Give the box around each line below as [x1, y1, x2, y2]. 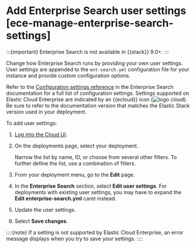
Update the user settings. [14, 206, 76, 213]
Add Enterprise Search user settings [6, 4, 187, 18]
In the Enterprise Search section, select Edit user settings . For [14, 182, 167, 190]
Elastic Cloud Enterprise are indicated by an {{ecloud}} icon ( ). [6, 95, 188, 103]
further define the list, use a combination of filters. [14, 160, 136, 167]
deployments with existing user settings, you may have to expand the [14, 188, 182, 195]
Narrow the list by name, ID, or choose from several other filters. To [14, 153, 177, 160]
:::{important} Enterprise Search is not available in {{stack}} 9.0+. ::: [6, 48, 169, 55]
